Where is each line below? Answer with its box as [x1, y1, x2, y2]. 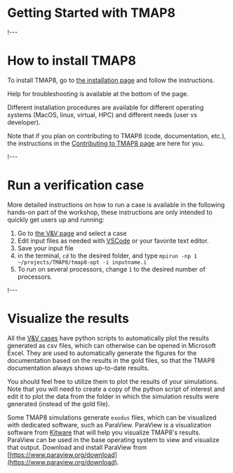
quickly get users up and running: [7, 215, 105, 224]
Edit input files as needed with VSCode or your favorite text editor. [17, 236, 209, 245]
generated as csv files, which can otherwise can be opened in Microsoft [7, 341, 216, 349]
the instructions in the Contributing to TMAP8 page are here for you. [7, 139, 205, 147]
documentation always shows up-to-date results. [7, 364, 149, 372]
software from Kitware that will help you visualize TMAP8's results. [7, 428, 201, 437]
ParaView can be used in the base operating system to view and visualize [7, 435, 220, 444]
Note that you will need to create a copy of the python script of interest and [7, 385, 225, 393]
